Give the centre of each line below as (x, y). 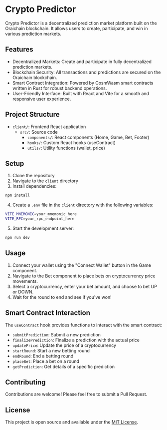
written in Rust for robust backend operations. (60, 88)
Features (19, 49)
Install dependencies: (34, 186)
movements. (25, 281)
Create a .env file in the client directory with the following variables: (83, 205)
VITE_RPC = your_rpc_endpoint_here (40, 219)
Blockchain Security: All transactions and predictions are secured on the (86, 72)
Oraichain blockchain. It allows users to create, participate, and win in (77, 28)
